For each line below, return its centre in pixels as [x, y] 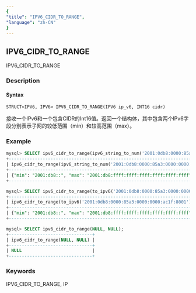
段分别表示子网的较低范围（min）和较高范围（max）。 [71, 126]
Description [23, 81]
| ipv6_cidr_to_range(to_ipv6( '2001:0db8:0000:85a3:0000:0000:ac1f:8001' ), [100, 202]
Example [19, 142]
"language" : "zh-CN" [31, 22]
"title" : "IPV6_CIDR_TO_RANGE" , [45, 17]
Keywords [21, 271]
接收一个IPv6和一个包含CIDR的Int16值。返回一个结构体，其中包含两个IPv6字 [97, 119]
